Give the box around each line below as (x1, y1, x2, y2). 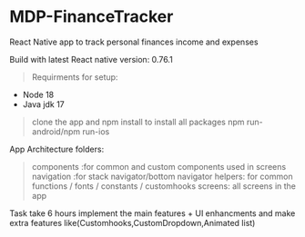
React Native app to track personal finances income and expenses (9, 36, 259, 47)
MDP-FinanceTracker (9, 6, 174, 27)
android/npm (31, 125, 81, 137)
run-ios (81, 125, 110, 137)
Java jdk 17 (22, 98, 66, 110)
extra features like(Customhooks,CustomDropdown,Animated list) (9, 217, 256, 228)
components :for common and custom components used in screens (31, 161, 287, 172)
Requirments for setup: (31, 71, 118, 83)
